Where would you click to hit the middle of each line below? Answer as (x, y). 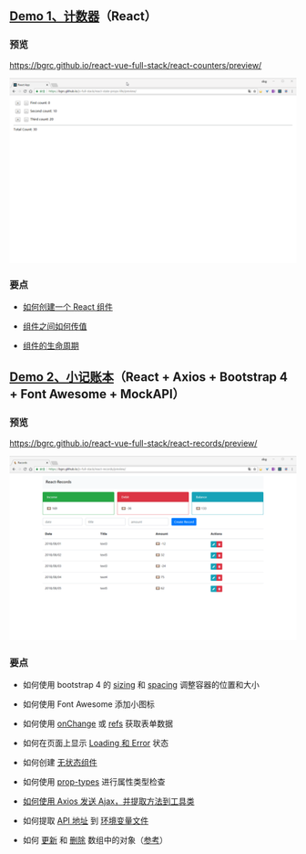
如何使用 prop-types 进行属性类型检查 (94, 781)
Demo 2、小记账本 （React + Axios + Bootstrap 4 (149, 377)
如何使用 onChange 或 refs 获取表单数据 (98, 723)
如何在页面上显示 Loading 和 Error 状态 (96, 743)
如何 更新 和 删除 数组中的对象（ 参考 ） (95, 839)
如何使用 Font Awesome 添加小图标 (88, 704)
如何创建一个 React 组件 (68, 306)
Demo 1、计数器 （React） (83, 16)
